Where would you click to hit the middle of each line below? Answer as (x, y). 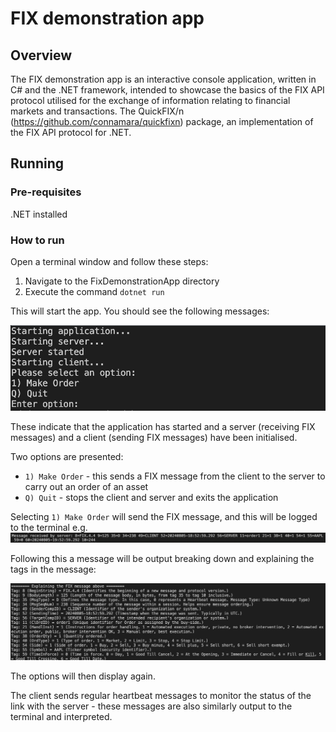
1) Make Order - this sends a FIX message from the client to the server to (175, 476)
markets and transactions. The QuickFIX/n (97, 111)
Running (37, 163)
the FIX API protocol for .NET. (71, 132)
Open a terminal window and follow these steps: (109, 261)
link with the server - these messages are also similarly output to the (151, 706)
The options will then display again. (83, 676)
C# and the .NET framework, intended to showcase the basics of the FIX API (167, 90)
